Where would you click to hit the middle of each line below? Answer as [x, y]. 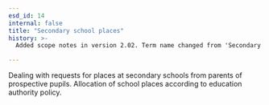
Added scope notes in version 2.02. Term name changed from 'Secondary [139, 46]
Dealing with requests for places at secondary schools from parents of [126, 75]
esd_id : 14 [27, 16]
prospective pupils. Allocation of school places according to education [125, 84]
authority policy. [35, 92]
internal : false [35, 23]
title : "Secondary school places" [66, 30]
